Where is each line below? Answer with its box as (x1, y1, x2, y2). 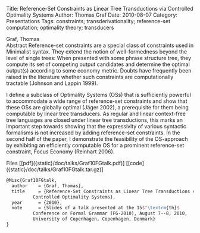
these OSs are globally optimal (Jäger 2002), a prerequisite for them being (6, 104, 189, 111)
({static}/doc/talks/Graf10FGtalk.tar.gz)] (6, 166, 104, 173)
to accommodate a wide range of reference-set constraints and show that (6, 97, 187, 105)
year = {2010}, (11, 199, 62, 206)
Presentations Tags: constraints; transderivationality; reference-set (6, 18, 171, 24)
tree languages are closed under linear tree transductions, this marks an (6, 116, 183, 124)
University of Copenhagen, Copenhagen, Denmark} (32, 216, 156, 222)
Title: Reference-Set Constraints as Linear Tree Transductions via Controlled (6, 5, 193, 12)
